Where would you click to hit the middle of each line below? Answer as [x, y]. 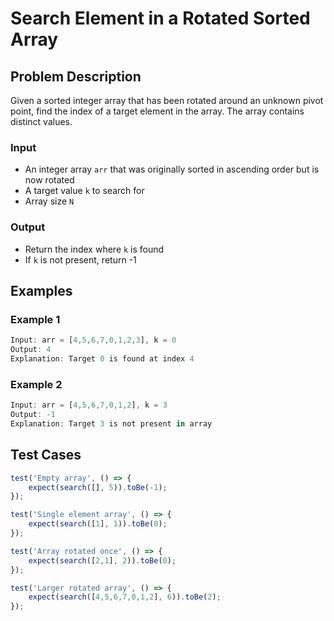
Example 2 [36, 384]
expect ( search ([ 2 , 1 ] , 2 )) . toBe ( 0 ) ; [102, 560]
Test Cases [46, 455]
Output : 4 [31, 350]
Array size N [49, 201]
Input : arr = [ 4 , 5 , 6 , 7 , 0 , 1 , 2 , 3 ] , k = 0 [93, 340]
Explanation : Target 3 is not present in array [111, 423]
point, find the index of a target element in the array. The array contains [157, 111]
